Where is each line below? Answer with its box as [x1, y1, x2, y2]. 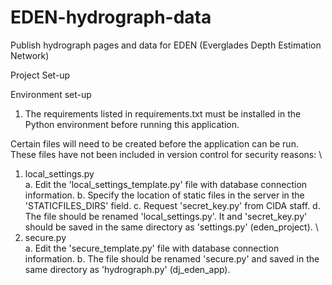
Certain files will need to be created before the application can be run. [10, 137, 299, 150]
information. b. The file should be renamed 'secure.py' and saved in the [24, 252, 320, 265]
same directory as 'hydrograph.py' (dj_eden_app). [24, 263, 231, 275]
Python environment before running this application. [24, 118, 240, 130]
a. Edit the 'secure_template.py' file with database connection [24, 242, 280, 254]
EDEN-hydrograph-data [10, 6, 212, 29]
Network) [10, 49, 50, 61]
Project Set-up [10, 69, 71, 81]
